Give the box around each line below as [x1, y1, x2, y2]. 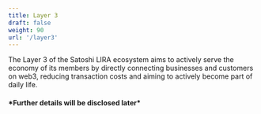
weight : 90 [8, 26, 44, 34]
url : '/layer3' [8, 33, 59, 42]
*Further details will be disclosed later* [8, 97, 141, 107]
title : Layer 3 [8, 11, 59, 20]
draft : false [8, 19, 51, 27]
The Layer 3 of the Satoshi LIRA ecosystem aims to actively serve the [8, 55, 235, 64]
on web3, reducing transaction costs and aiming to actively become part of [8, 72, 253, 81]
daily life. [8, 80, 38, 90]
